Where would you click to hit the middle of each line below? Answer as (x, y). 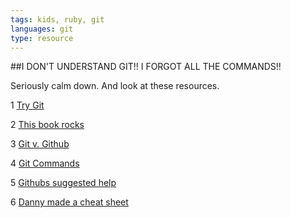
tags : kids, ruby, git (57, 19)
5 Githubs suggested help (63, 183)
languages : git (42, 29)
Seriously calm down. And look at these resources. (115, 86)
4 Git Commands (45, 163)
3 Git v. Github (40, 144)
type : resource (42, 38)
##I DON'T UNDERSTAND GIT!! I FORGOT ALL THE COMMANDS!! (146, 67)
